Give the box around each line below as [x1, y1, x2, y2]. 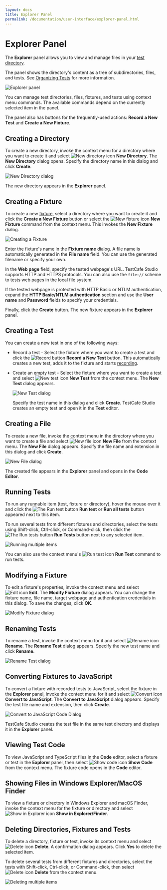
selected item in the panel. [5, 105, 60, 111]
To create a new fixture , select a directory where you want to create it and [5, 210, 158, 216]
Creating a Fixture [5, 197, 62, 206]
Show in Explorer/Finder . [56, 811, 109, 817]
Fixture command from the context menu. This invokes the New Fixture [5, 221, 153, 227]
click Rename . [5, 648, 35, 654]
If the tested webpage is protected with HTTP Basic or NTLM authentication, [5, 286, 163, 292]
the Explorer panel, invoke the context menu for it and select [5, 691, 130, 697]
